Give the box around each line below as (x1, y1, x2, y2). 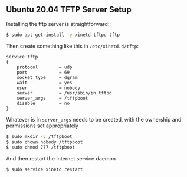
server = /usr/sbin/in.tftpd (17, 90, 112, 96)
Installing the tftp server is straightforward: (6, 20, 110, 27)
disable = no (17, 100, 70, 106)
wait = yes (17, 80, 73, 86)
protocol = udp (17, 64, 73, 70)
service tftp (6, 54, 38, 60)
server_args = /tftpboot (17, 95, 88, 101)
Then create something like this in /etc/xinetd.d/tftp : (6, 42, 139, 50)
